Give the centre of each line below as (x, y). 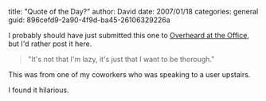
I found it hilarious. (39, 90)
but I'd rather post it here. (50, 44)
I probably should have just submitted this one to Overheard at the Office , (129, 35)
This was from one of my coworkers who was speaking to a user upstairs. (129, 74)
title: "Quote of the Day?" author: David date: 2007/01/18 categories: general (133, 12)
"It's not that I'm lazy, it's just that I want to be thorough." (121, 59)
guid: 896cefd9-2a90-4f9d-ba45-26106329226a (90, 20)
